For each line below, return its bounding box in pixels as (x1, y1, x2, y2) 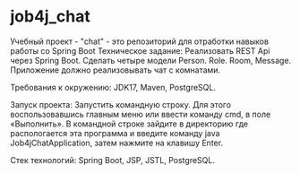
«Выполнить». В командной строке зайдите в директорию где (10, 118, 249, 129)
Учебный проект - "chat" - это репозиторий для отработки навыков (10, 36, 270, 47)
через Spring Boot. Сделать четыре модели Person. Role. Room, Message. (10, 55, 292, 65)
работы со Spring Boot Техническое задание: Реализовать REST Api (10, 45, 270, 56)
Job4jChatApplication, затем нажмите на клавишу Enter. (10, 137, 223, 148)
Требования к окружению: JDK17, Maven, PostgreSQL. (10, 82, 216, 92)
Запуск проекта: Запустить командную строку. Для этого (10, 99, 232, 109)
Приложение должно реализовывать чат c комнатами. (10, 65, 221, 75)
